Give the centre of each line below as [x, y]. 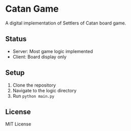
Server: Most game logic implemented [53, 51]
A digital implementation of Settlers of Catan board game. [66, 23]
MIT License [18, 124]
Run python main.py [33, 96]
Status [16, 39]
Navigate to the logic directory [45, 90]
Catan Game [32, 9]
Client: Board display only [40, 57]
